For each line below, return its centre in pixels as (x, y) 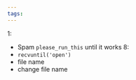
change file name (42, 69)
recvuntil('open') (44, 55)
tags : (15, 14)
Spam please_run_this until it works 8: (73, 47)
